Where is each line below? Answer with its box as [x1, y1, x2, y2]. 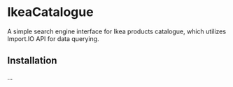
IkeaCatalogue [7, 4, 94, 20]
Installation [7, 55, 57, 67]
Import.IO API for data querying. [7, 34, 99, 42]
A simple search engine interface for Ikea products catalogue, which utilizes [7, 27, 226, 35]
